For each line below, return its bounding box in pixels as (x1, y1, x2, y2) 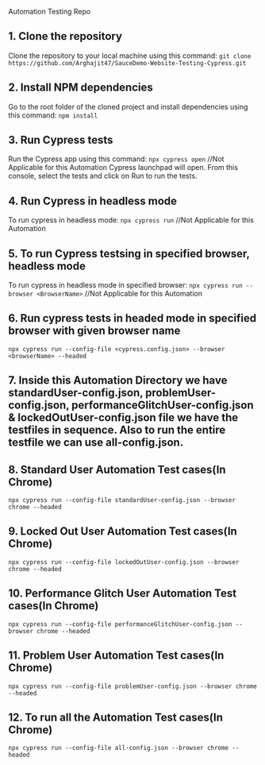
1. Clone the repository (8, 29, 123, 43)
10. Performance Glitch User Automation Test (8, 587, 236, 601)
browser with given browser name (8, 324, 181, 338)
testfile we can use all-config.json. (8, 436, 184, 450)
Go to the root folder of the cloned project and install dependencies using (8, 102, 248, 111)
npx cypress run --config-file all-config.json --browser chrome (8, 744, 229, 752)
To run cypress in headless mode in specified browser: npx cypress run (8, 280, 244, 290)
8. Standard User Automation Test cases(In (8, 462, 226, 476)
